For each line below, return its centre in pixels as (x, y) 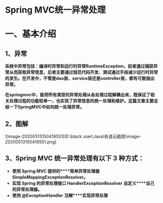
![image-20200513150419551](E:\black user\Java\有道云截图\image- (73, 136)
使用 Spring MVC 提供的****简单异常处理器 (56, 171)
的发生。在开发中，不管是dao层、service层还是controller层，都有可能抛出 (80, 78)
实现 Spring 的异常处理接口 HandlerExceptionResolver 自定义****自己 (83, 183)
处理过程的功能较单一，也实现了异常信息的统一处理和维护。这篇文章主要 (81, 101)
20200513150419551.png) (31, 142)
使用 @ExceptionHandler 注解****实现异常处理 (60, 195)
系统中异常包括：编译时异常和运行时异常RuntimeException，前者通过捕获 (79, 66)
